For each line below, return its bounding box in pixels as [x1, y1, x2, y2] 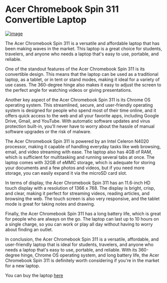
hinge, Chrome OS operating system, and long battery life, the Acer [20, 252, 160, 258]
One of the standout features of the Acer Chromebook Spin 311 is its [5, 66, 145, 72]
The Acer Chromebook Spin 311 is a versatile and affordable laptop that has [5, 40, 160, 46]
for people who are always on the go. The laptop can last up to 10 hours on [5, 216, 159, 222]
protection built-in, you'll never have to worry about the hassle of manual [5, 123, 155, 129]
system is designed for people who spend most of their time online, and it [5, 107, 157, 113]
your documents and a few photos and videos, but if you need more [5, 165, 145, 171]
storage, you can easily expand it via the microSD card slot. [5, 170, 127, 176]
